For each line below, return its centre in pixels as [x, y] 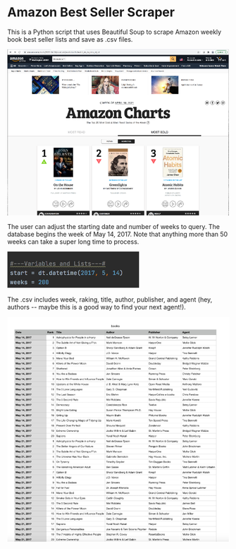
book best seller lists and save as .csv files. [70, 39]
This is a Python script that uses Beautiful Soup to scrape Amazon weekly [114, 32]
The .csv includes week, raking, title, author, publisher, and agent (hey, [110, 300]
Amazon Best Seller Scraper [91, 12]
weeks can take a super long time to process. [73, 242]
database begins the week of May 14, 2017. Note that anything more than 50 [118, 234]
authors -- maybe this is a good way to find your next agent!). [97, 307]
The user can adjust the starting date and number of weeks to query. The [114, 226]
